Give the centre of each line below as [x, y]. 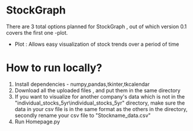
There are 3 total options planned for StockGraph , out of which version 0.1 [96, 26]
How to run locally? [54, 68]
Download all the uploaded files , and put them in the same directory [97, 90]
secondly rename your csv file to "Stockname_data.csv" [83, 115]
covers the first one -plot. [37, 32]
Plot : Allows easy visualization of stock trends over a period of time [97, 44]
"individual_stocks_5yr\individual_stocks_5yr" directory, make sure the [100, 103]
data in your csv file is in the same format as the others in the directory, [101, 109]
